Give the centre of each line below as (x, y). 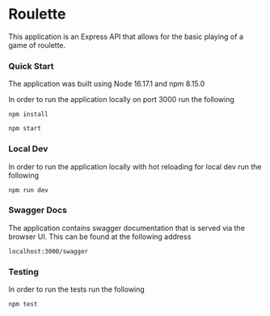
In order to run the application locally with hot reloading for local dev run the (135, 166)
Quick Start (31, 66)
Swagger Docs (38, 210)
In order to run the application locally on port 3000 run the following (121, 100)
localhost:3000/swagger (49, 251)
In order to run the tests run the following (77, 289)
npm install (28, 114)
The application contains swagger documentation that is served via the (127, 228)
